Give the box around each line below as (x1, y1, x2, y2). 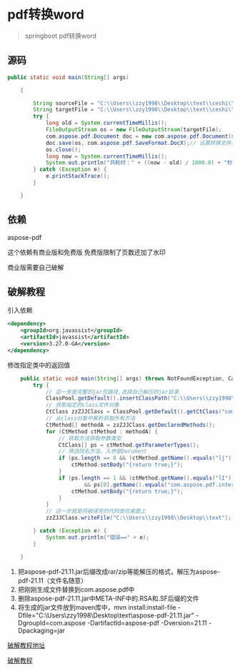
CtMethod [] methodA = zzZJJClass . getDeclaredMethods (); (45, 421, 216, 428)
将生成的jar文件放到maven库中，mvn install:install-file (17, 602, 176, 611)
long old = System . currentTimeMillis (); (45, 119, 168, 127)
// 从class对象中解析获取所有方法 (45, 415, 136, 422)
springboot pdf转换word (24, 31, 96, 40)
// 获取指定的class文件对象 (45, 401, 120, 409)
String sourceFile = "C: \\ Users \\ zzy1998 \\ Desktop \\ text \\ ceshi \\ (33, 99, 235, 107)
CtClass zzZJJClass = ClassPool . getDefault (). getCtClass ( (45, 408, 222, 415)
